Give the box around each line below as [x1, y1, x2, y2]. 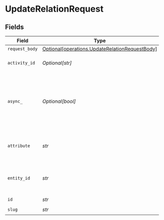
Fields [5, 23, 24, 31]
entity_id [7, 176, 30, 181]
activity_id [7, 60, 36, 65]
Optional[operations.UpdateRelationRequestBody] [42, 45, 158, 52]
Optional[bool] [42, 98, 76, 104]
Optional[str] [42, 60, 72, 66]
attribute [7, 143, 30, 148]
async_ [7, 99, 23, 104]
